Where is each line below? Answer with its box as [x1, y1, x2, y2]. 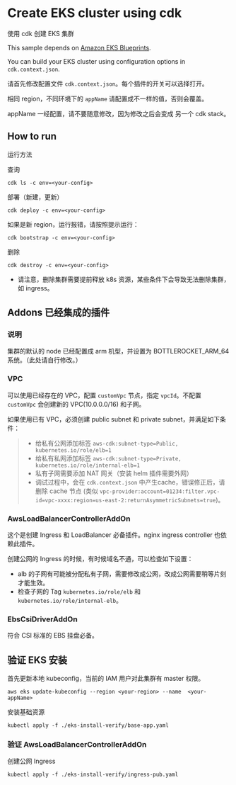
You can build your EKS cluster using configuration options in [7, 57, 186, 65]
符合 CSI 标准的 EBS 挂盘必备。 [7, 631, 99, 640]
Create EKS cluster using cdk [7, 5, 182, 21]
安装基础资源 [7, 708, 45, 716]
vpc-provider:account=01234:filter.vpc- [99, 487, 220, 495]
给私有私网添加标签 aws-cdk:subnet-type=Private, [35, 453, 182, 462]
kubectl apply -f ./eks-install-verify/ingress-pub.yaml [7, 771, 179, 779]
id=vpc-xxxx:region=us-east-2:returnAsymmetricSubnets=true [35, 497, 216, 504]
